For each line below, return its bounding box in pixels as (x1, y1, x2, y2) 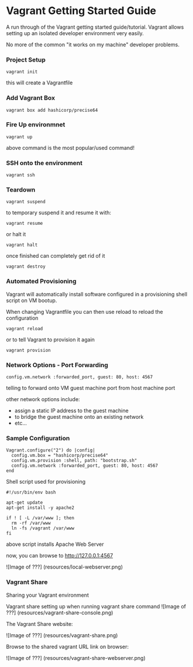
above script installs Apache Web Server (6, 541, 104, 548)
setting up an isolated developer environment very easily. (6, 29, 144, 36)
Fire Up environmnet (6, 121, 66, 129)
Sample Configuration (6, 434, 70, 442)
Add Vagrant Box (6, 94, 56, 102)
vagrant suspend (6, 199, 46, 205)
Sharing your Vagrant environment (6, 591, 89, 598)
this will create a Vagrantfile (6, 79, 73, 86)
